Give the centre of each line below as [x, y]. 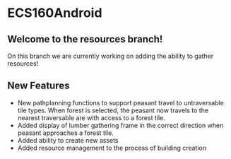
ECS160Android [55, 13]
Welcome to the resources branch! [85, 39]
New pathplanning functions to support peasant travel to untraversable [120, 102]
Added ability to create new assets [68, 140]
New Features [38, 86]
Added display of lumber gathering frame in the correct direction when [120, 125]
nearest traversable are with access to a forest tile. [91, 117]
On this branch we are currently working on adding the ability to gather [111, 56]
